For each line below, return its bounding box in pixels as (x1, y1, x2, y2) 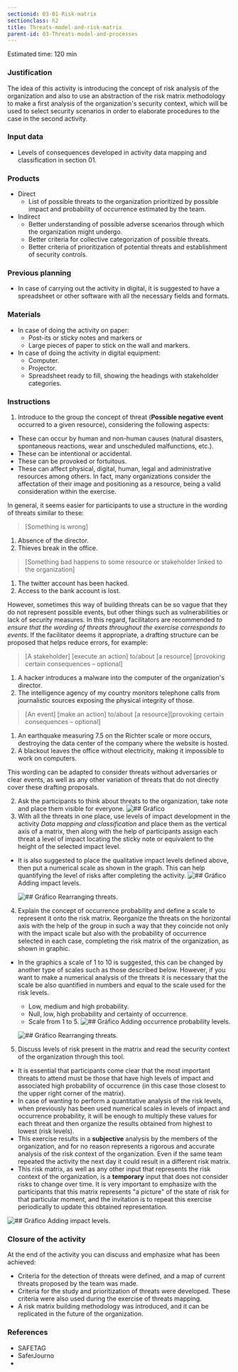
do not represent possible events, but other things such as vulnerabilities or (7, 608, 229, 617)
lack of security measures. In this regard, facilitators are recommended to (7, 616, 222, 624)
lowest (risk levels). (17, 1127, 75, 1135)
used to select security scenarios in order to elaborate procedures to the (7, 106, 220, 115)
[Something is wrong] (24, 522, 89, 531)
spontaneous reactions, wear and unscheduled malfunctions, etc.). (17, 442, 215, 450)
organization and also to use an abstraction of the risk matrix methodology (7, 91, 226, 100)
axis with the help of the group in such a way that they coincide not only (17, 922, 229, 930)
